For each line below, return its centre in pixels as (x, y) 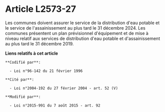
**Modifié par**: (23, 97)
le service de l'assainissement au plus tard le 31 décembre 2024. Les (75, 28)
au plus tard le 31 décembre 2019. (40, 43)
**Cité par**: (20, 79)
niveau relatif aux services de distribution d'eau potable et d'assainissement (83, 38)
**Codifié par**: (23, 62)
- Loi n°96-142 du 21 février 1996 (46, 71)
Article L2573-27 (41, 9)
